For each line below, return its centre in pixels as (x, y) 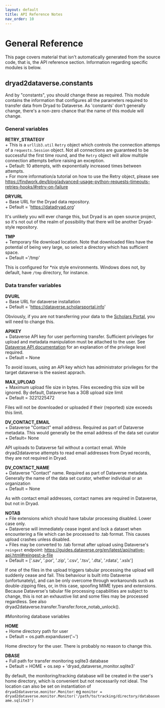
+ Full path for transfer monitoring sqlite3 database (57, 661)
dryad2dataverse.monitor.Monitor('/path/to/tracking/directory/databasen (82, 696)
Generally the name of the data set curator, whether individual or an (74, 478)
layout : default (22, 10)
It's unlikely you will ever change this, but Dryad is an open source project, (81, 217)
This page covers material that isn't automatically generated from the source (83, 57)
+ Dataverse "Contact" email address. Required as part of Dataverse (74, 427)
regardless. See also (26, 601)
